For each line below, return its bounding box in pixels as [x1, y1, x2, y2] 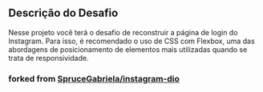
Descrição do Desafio [8, 6, 119, 20]
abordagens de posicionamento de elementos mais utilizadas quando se [8, 44, 248, 54]
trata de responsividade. [8, 53, 89, 62]
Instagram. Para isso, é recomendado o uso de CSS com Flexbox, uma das [8, 36, 255, 46]
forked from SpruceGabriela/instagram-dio [8, 73, 180, 84]
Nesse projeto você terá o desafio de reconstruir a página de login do [8, 27, 238, 37]
